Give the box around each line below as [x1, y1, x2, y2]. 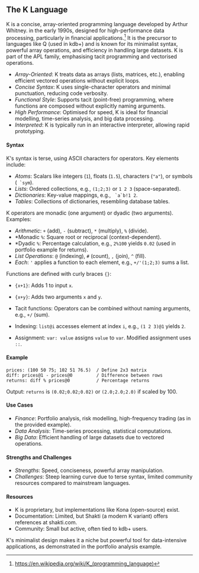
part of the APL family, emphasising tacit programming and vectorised [6, 53, 178, 60]
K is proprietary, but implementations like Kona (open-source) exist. [14, 506, 180, 514]
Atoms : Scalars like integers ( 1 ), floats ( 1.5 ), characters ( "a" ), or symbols [14, 172, 193, 180]
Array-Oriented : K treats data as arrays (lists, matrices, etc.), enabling [14, 71, 185, 78]
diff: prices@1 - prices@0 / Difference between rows [6, 372, 163, 378]
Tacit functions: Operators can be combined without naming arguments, [14, 304, 191, 311]
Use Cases [6, 401, 34, 409]
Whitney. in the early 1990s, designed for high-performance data [6, 27, 165, 34]
